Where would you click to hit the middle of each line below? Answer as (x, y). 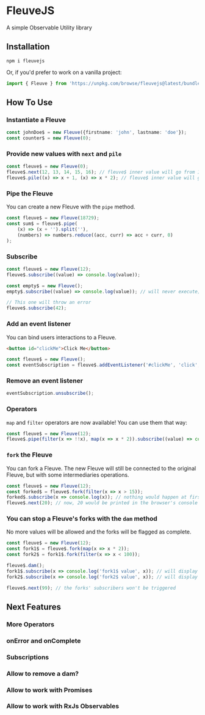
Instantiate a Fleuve (36, 120)
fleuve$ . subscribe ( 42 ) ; (37, 308)
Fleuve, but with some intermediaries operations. (68, 475)
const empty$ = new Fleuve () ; (45, 286)
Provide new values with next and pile (64, 153)
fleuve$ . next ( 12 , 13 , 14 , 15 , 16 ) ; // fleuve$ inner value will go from (101, 172)
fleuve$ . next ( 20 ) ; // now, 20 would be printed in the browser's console (102, 503)
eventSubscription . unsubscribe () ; (50, 394)
